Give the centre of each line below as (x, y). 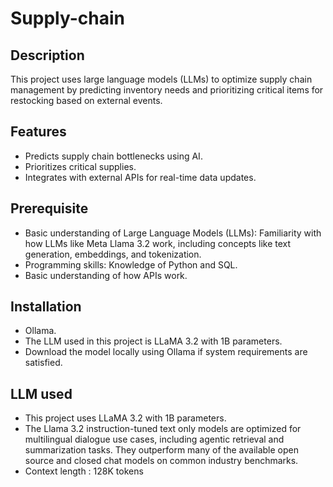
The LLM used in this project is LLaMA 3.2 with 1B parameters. (153, 341)
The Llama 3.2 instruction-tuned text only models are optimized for (163, 429)
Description (47, 55)
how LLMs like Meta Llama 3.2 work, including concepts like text (158, 243)
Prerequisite (49, 208)
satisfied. (43, 363)
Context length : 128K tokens (84, 471)
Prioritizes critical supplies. (80, 166)
